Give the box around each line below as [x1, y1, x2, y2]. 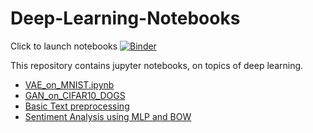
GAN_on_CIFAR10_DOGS [24, 89, 126, 101]
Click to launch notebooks [10, 40, 118, 52]
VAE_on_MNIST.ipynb [24, 78, 115, 91]
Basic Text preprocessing [24, 100, 130, 112]
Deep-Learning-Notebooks [10, 7, 241, 30]
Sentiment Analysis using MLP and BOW [24, 110, 192, 122]
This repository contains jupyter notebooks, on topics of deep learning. [10, 59, 304, 71]
